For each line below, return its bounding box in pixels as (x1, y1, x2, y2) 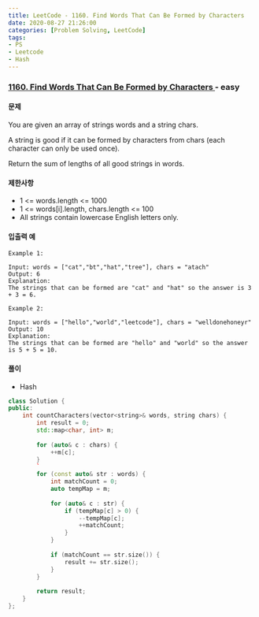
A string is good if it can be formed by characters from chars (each (8, 136, 226, 144)
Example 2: (8, 305, 44, 313)
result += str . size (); (64, 558, 139, 566)
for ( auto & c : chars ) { (36, 440, 118, 449)
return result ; (36, 588, 87, 596)
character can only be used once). (8, 143, 120, 153)
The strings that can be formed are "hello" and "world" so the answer (8, 340, 248, 348)
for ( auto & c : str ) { (50, 500, 125, 507)
